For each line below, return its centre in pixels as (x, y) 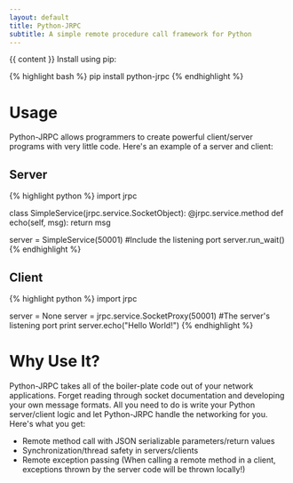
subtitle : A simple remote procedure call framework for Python (131, 34)
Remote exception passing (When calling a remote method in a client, (149, 460)
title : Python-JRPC (45, 26)
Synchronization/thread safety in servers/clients (110, 450)
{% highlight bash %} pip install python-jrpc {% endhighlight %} (127, 76)
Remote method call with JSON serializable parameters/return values (148, 440)
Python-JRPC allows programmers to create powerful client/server (131, 137)
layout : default (39, 17)
